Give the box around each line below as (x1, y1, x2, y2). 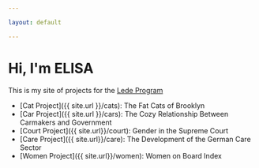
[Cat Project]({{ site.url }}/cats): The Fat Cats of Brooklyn (19, 100, 205, 110)
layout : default (8, 18, 62, 26)
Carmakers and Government (19, 118, 112, 127)
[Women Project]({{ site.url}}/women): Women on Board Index (19, 151, 223, 160)
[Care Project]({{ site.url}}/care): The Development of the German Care (19, 134, 251, 144)
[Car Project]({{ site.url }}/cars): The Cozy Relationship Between (19, 109, 229, 118)
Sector (19, 143, 42, 152)
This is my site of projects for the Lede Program (8, 85, 163, 95)
